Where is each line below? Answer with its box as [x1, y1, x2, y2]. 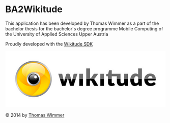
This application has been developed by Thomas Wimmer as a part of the [5, 20, 159, 26]
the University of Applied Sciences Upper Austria [5, 31, 108, 37]
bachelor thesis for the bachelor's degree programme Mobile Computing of [5, 25, 163, 31]
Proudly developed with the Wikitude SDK [5, 40, 93, 47]
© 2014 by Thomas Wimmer [5, 112, 65, 118]
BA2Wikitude [5, 4, 63, 15]
